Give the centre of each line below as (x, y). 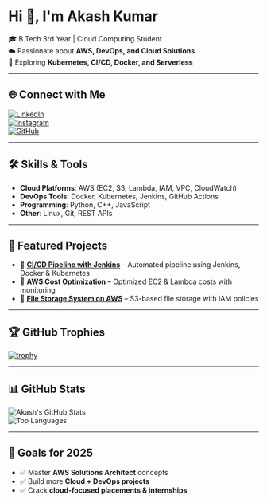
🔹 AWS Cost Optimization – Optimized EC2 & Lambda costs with (126, 281)
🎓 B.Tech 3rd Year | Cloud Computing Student (85, 38)
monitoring (37, 290)
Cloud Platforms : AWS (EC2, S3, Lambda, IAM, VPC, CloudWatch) (128, 187)
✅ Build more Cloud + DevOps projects (84, 481)
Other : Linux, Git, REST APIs (66, 213)
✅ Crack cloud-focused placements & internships (103, 490)
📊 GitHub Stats (47, 389)
